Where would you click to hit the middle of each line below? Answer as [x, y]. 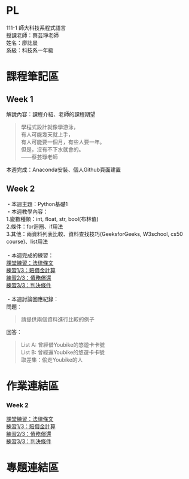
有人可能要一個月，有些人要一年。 [63, 142]
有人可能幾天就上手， [47, 134]
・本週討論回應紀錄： [32, 299]
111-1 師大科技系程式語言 [36, 28]
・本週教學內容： [27, 211]
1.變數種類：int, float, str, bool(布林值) [52, 219]
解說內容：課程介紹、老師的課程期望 [51, 114]
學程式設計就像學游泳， [50, 127]
